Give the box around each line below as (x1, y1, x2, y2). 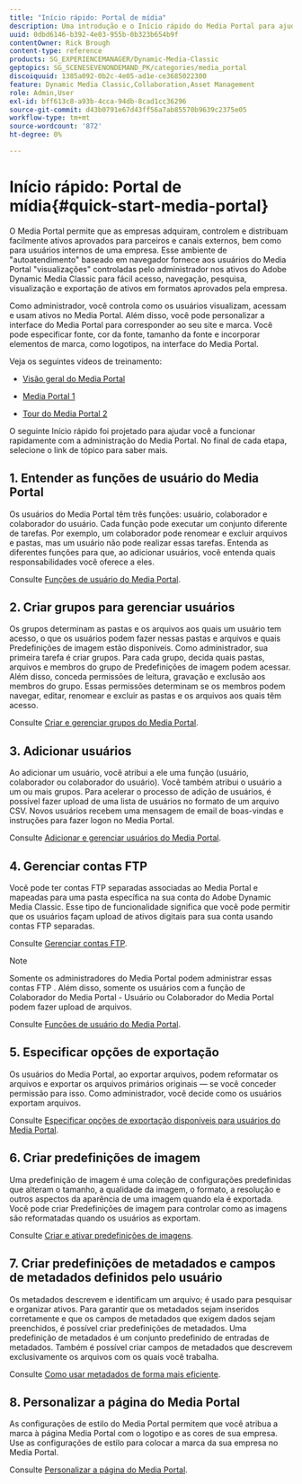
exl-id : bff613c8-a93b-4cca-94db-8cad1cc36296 (9, 96, 187, 106)
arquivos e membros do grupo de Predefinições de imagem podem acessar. (9, 662, 291, 672)
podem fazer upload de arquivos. (9, 1001, 132, 1012)
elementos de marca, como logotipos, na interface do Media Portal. (9, 338, 259, 349)
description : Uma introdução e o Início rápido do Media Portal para (9, 22, 276, 31)
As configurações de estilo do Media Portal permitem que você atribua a (9, 1418, 279, 1429)
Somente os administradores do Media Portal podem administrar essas (9, 973, 272, 984)
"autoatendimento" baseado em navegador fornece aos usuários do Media (9, 253, 287, 265)
